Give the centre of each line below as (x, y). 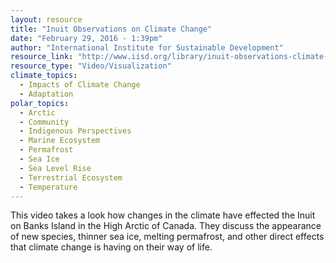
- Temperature (48, 187)
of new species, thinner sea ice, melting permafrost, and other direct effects (167, 237)
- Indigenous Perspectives (75, 131)
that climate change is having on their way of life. (111, 247)
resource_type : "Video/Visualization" (91, 66)
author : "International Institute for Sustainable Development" (147, 47)
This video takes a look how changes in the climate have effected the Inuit (163, 215)
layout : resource (46, 19)
